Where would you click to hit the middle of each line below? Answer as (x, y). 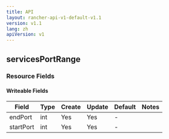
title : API (20, 12)
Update (98, 107)
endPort (21, 117)
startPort (22, 127)
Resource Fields (30, 76)
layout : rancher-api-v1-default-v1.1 (54, 18)
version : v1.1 (24, 23)
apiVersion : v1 (25, 35)
